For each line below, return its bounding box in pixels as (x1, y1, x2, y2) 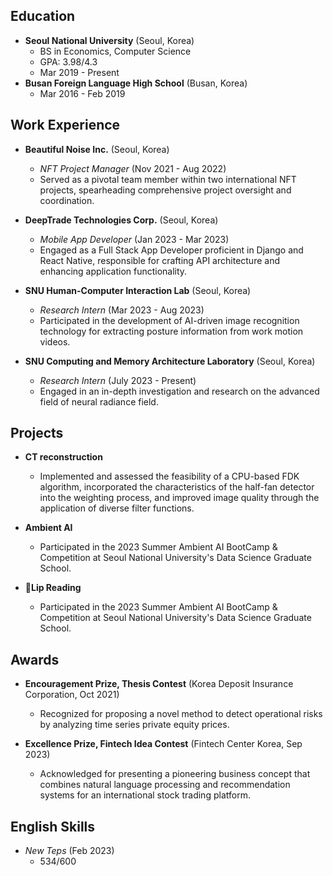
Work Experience (10, 117, 121, 134)
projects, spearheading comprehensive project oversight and (39, 184, 292, 196)
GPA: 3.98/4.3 (39, 55, 98, 68)
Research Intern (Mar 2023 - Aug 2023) (39, 304, 205, 316)
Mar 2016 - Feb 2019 (39, 87, 126, 99)
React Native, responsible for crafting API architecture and (39, 254, 280, 266)
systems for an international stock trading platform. (39, 789, 251, 801)
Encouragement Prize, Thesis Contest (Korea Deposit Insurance (24, 678, 294, 690)
